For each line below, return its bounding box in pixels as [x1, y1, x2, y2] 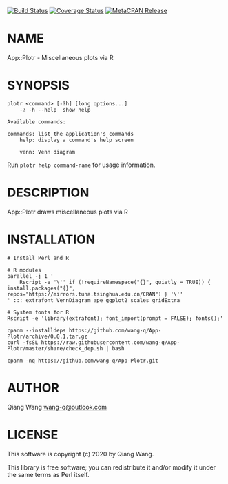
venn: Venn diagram [19, 148, 76, 155]
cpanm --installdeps [7, 327, 67, 334]
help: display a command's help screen [19, 137, 134, 143]
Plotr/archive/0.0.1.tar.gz [7, 333, 88, 340]
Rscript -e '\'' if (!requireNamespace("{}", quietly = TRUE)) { [19, 279, 211, 285]
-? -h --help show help [19, 106, 91, 113]
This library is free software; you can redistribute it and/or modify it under [7, 463, 216, 472]
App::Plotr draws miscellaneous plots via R [7, 208, 129, 216]
